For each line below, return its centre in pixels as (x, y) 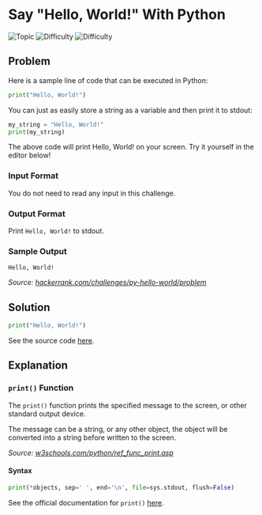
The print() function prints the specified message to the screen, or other (127, 405)
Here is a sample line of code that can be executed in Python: (108, 80)
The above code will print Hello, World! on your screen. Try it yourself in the (131, 147)
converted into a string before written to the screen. (92, 437)
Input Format (34, 176)
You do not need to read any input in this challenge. (92, 193)
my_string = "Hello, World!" (56, 124)
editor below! (30, 155)
